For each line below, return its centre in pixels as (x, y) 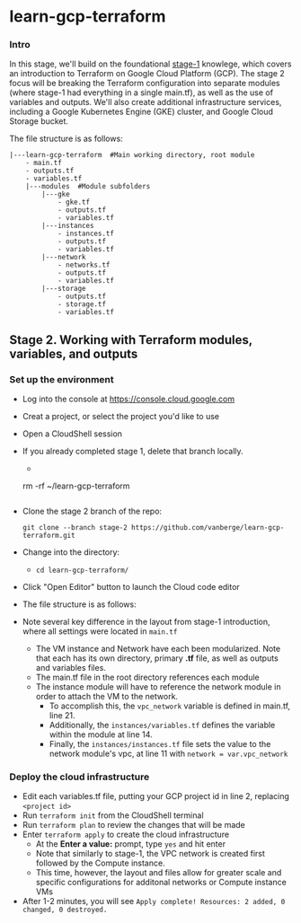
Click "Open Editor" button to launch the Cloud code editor (131, 587)
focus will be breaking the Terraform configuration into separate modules (145, 84)
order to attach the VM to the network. (106, 697)
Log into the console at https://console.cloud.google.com (128, 399)
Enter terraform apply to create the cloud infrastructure (126, 835)
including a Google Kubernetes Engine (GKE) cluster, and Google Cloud (142, 112)
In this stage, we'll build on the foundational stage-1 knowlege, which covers (150, 64)
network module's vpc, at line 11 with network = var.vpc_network (168, 754)
